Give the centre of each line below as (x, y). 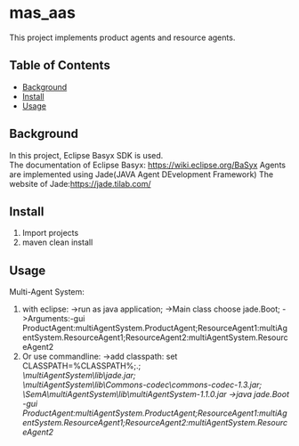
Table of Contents (60, 65)
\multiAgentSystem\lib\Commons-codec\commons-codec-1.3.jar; (142, 385)
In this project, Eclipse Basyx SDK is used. (86, 155)
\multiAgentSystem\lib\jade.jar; (79, 376)
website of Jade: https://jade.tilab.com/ (80, 183)
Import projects (50, 233)
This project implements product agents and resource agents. (122, 37)
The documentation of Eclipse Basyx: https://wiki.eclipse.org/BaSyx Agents (148, 165)
